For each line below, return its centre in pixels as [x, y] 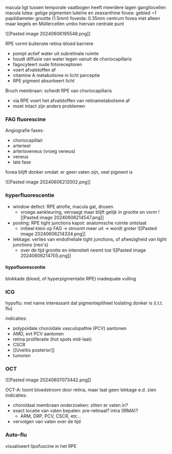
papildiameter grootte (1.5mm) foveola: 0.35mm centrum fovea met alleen [83, 18]
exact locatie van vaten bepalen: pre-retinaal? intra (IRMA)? [75, 411]
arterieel [21, 146]
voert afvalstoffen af [34, 70]
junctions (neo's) [30, 244]
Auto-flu [16, 435]
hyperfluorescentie [30, 195]
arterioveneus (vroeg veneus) [44, 151]
